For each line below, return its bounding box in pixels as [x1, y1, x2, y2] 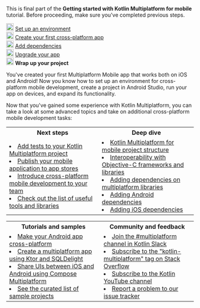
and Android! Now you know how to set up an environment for [6, 78, 159, 84]
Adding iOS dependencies [110, 205, 183, 214]
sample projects [9, 292, 54, 300]
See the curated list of [17, 285, 79, 292]
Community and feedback [109, 223, 186, 230]
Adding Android [110, 190, 154, 199]
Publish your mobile [17, 157, 73, 165]
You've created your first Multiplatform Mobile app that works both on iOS [6, 71, 187, 78]
